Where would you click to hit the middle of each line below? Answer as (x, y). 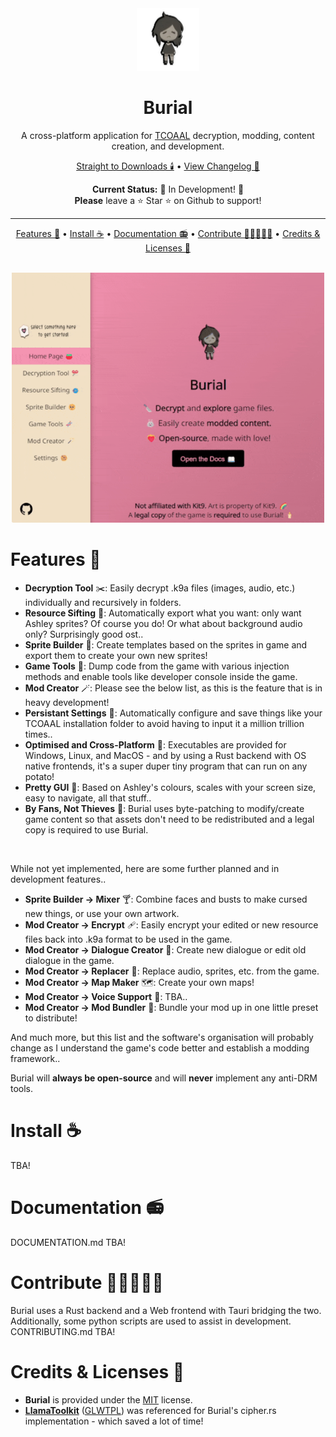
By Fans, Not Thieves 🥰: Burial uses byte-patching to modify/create (164, 808)
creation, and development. (168, 146)
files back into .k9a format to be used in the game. (128, 939)
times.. (38, 734)
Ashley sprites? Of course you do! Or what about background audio (163, 623)
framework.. (35, 1058)
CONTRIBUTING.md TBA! (63, 1331)
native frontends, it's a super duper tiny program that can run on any (166, 766)
